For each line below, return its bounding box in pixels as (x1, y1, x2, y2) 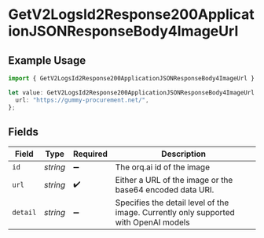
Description (160, 148, 207, 159)
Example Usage (8, 54, 86, 67)
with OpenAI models (115, 217, 190, 228)
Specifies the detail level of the (115, 197, 229, 208)
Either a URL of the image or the (115, 175, 233, 186)
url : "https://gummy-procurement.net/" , (15, 96, 149, 104)
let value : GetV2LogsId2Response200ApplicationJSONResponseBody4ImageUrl (8, 88, 255, 96)
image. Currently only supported (115, 207, 236, 218)
